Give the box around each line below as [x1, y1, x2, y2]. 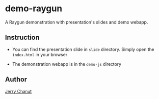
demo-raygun [5, 3, 62, 14]
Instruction [5, 33, 40, 42]
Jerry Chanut [5, 88, 32, 94]
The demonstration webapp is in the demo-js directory [12, 61, 122, 67]
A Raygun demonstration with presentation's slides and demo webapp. [5, 19, 148, 25]
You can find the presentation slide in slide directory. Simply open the [12, 46, 155, 52]
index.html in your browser [12, 51, 68, 57]
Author [5, 75, 27, 84]
